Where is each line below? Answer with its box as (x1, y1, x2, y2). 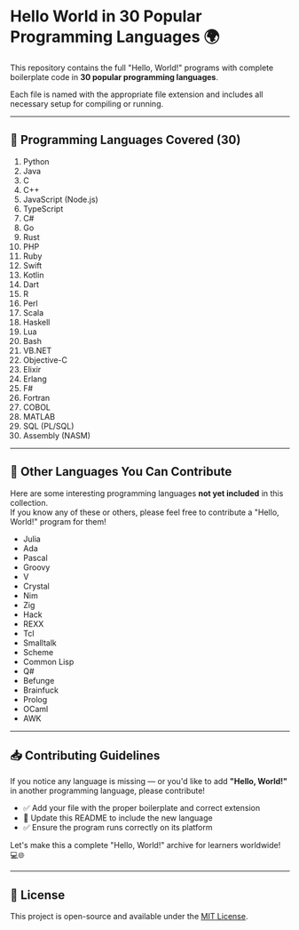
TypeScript (22, 203, 64, 214)
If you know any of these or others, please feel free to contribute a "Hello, (10, 507, 279, 517)
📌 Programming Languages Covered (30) (10, 132, 241, 148)
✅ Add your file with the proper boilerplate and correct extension (22, 803, 261, 814)
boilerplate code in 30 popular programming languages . (10, 71, 218, 82)
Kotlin (22, 269, 44, 280)
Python (22, 156, 50, 166)
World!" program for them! (10, 516, 107, 526)
